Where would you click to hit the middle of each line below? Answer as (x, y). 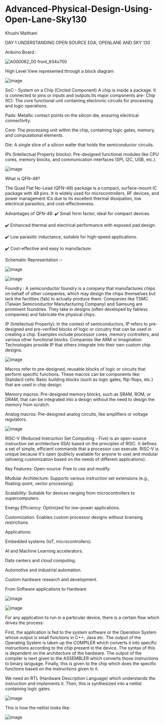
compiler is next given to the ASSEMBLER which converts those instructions (82, 658)
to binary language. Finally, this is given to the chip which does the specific (81, 663)
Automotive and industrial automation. (43, 570)
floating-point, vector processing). (40, 483)
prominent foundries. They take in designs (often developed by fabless (76, 309)
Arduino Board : (21, 52)
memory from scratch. (28, 404)
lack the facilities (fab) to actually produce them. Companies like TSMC (77, 298)
